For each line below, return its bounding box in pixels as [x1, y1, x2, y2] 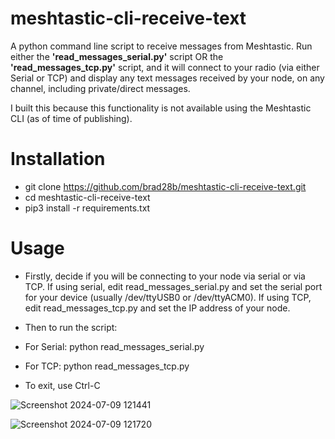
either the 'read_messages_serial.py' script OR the [10, 50, 224, 62]
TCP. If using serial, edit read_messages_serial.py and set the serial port [24, 280, 323, 292]
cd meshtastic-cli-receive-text [24, 191, 151, 203]
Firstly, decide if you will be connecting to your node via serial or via [24, 270, 306, 282]
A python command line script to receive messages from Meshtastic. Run [10, 40, 313, 52]
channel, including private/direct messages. [10, 82, 191, 94]
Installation [10, 148, 106, 171]
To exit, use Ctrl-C [24, 379, 101, 391]
